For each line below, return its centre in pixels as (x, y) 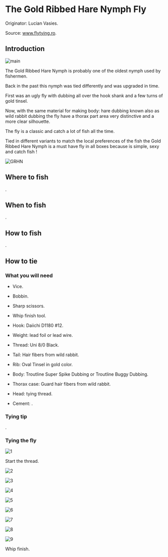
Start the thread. (22, 461)
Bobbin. (21, 296)
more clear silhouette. (28, 121)
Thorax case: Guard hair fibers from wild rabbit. (62, 384)
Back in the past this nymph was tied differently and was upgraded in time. (82, 86)
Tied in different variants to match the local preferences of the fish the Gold (83, 141)
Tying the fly (21, 441)
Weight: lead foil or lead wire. (43, 335)
